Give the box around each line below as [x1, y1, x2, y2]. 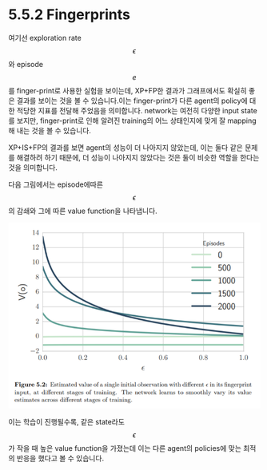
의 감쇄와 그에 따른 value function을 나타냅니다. [8, 206, 157, 215]
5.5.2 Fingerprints [8, 6, 130, 24]
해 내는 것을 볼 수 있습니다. [8, 125, 92, 135]
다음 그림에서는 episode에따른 [8, 180, 104, 189]
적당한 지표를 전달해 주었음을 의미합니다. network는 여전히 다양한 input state [16, 105, 257, 115]
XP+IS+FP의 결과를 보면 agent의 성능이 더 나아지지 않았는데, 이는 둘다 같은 [8, 142, 244, 152]
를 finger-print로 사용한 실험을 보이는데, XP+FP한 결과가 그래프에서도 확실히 [8, 85, 247, 95]
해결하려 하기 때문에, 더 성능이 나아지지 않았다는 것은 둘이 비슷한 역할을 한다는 [16, 152, 260, 162]
